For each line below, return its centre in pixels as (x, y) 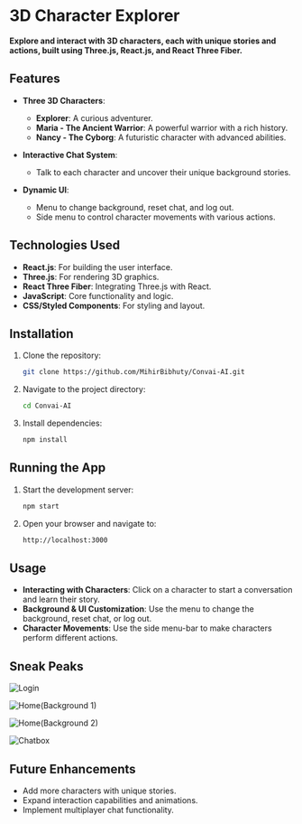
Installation (41, 334)
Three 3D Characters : (64, 100)
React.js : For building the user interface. (97, 267)
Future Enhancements (73, 769)
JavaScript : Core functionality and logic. (98, 295)
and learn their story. (61, 599)
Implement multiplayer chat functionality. (98, 810)
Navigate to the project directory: (84, 389)
